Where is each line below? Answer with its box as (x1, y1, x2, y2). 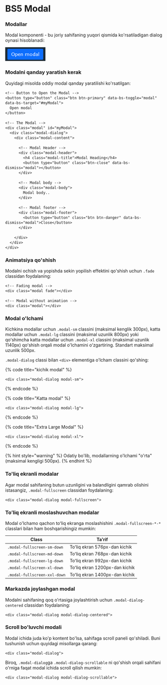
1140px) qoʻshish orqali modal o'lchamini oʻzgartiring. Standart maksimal (5, 342, 154, 348)
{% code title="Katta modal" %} (5, 395, 71, 401)
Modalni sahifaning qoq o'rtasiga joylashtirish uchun (5, 597, 113, 603)
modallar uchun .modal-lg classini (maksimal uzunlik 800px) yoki (5, 332, 139, 338)
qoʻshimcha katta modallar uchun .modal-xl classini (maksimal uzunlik (5, 337, 150, 343)
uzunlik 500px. (5, 347, 36, 353)
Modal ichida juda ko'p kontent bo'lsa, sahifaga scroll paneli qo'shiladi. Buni (5, 635, 161, 641)
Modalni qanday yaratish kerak (5, 69, 82, 76)
